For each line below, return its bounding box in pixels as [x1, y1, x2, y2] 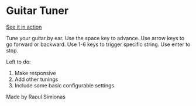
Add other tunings [14, 76, 59, 83]
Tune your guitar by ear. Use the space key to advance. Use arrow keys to [6, 34, 185, 41]
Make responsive [14, 69, 57, 76]
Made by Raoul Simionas [6, 93, 66, 100]
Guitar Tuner [6, 4, 69, 17]
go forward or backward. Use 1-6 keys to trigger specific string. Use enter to [6, 41, 191, 48]
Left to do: [6, 58, 31, 65]
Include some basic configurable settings [14, 82, 115, 89]
